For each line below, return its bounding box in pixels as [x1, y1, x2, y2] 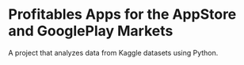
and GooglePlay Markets [8, 22, 173, 40]
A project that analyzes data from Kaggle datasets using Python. [8, 48, 219, 57]
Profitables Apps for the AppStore [8, 5, 237, 23]
